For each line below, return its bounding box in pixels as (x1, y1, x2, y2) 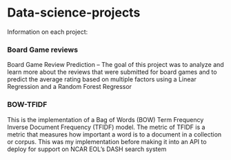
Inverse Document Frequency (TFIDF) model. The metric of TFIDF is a (7, 123, 205, 131)
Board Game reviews (7, 45, 78, 54)
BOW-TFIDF (7, 100, 48, 110)
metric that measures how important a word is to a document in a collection (7, 130, 222, 139)
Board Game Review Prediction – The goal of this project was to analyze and (7, 61, 224, 69)
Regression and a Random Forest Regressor (7, 83, 132, 91)
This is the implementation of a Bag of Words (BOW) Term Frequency (7, 115, 204, 123)
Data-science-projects (7, 5, 141, 21)
